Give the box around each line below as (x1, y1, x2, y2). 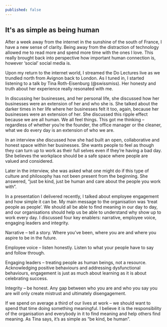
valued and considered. (5, 158, 54, 164)
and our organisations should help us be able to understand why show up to (5, 209, 162, 215)
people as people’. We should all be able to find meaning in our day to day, (5, 204, 158, 210)
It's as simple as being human (5, 26, 100, 34)
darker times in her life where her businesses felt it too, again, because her (5, 106, 159, 112)
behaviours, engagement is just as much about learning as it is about (5, 270, 147, 276)
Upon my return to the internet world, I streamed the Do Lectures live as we (5, 70, 161, 76)
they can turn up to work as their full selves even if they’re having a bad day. (5, 148, 162, 154)
